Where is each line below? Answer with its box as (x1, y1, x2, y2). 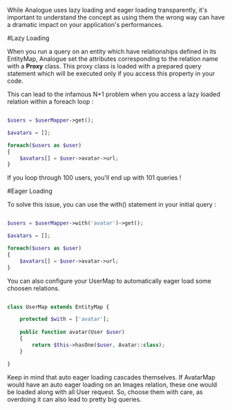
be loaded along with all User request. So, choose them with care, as (7, 387, 203, 396)
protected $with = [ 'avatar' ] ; (19, 316, 110, 323)
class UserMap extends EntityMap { (7, 304, 110, 310)
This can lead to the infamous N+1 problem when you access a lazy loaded (7, 90, 221, 98)
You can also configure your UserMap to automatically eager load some (7, 277, 212, 285)
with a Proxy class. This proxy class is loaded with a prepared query (7, 62, 202, 70)
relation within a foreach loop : (7, 97, 94, 106)
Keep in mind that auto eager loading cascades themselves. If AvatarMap (7, 373, 215, 381)
